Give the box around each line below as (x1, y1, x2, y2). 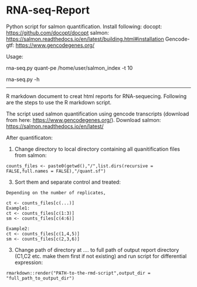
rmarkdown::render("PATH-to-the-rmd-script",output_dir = (6, 270, 151, 276)
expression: (14, 259, 43, 266)
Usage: (6, 53, 23, 60)
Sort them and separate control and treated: (14, 178, 121, 185)
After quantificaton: (6, 134, 53, 141)
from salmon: (14, 151, 47, 158)
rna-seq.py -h (6, 76, 40, 83)
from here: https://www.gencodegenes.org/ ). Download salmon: (6, 116, 161, 123)
